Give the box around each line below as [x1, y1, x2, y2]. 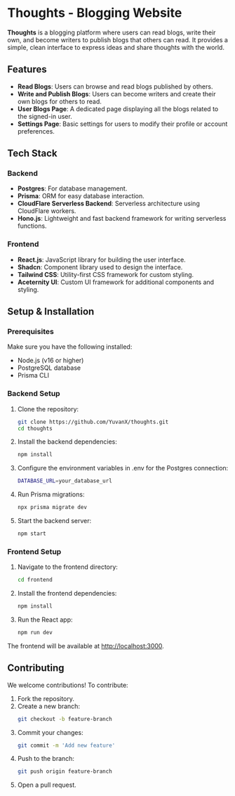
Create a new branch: [17, 702, 81, 710]
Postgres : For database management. [17, 184, 128, 193]
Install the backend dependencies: [17, 437, 118, 446]
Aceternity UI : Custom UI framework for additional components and [17, 278, 215, 286]
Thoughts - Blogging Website [7, 5, 182, 21]
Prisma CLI [17, 371, 49, 380]
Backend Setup [7, 389, 61, 399]
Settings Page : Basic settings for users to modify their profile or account [17, 120, 228, 128]
